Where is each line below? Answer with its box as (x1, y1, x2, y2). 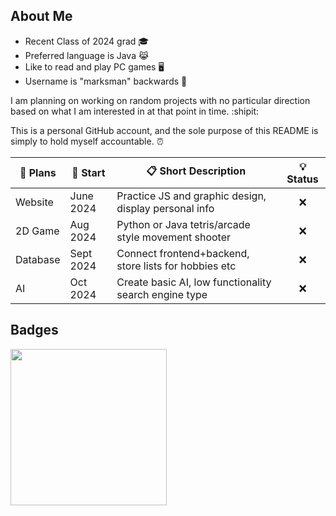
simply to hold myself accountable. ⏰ (10, 135, 164, 147)
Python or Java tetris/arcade (116, 217, 251, 231)
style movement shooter (116, 230, 232, 244)
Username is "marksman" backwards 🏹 (24, 75, 188, 87)
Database (15, 252, 61, 266)
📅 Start (71, 165, 106, 179)
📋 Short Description (146, 164, 247, 178)
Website (15, 195, 54, 209)
